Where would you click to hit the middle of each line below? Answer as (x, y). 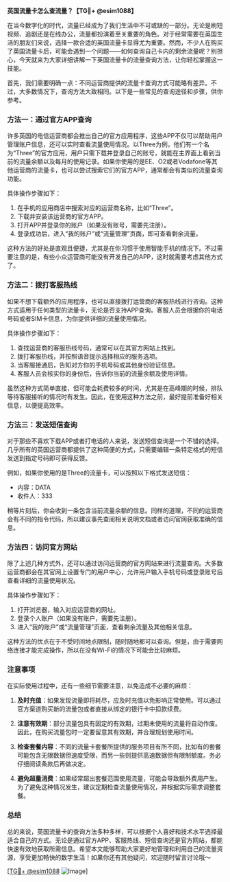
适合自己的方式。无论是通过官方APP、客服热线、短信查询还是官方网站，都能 (115, 840)
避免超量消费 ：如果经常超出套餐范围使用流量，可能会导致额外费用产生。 (119, 778)
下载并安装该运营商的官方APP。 (62, 216)
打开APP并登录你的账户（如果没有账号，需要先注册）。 (93, 225)
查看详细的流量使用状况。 (43, 580)
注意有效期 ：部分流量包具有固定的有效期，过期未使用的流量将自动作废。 (119, 723)
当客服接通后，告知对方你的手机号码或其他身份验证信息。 (98, 365)
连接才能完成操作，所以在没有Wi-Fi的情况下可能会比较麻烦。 (99, 650)
